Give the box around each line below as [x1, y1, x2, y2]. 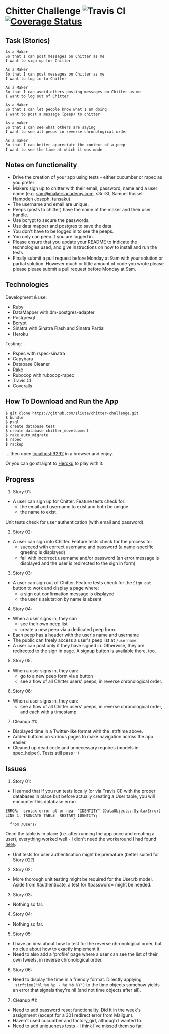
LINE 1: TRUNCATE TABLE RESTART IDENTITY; [5, 813, 98, 818]
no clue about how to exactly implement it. [12, 946, 101, 952]
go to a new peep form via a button [20, 673, 93, 679]
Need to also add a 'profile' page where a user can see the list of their [12, 951, 158, 957]
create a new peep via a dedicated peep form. [20, 626, 117, 633]
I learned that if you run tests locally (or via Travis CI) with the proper [12, 788, 156, 794]
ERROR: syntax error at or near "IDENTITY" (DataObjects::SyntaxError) [5, 808, 161, 814]
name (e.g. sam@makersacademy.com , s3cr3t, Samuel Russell [12, 190, 144, 196]
